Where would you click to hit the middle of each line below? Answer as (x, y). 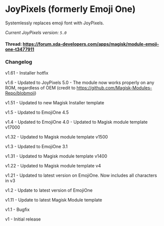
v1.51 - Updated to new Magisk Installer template (55, 102)
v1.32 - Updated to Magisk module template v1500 (56, 137)
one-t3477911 (20, 49)
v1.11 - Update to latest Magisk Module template (54, 200)
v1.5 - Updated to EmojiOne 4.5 (37, 112)
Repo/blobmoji (20, 93)
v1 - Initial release (23, 219)
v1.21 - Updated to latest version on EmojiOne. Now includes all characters (81, 175)
